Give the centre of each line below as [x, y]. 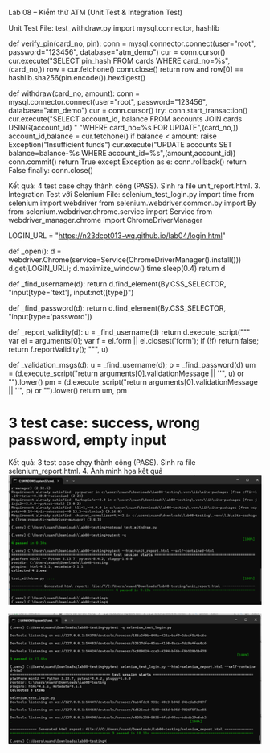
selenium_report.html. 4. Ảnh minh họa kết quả [86, 471]
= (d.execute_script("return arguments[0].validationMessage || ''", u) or [127, 373]
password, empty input [88, 440]
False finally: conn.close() [51, 170]
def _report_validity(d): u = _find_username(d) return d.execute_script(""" [129, 332]
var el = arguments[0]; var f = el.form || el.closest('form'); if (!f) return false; [134, 341]
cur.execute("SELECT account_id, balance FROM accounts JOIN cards [125, 119]
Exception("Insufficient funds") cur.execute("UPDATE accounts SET [121, 144]
